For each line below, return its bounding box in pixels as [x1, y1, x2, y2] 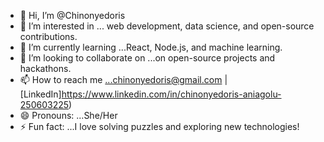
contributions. [19, 31, 78, 42]
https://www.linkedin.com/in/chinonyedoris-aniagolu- [61, 88, 282, 100]
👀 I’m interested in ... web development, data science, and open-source [19, 20, 315, 32]
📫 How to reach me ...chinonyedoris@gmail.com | [19, 74, 228, 85]
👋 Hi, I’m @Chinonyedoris [19, 10, 126, 21]
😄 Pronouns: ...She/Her [19, 110, 118, 121]
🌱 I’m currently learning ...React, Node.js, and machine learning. [19, 41, 283, 53]
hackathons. [19, 63, 72, 74]
